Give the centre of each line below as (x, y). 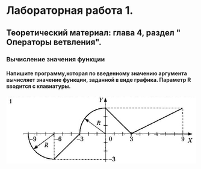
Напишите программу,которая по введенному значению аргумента (97, 73)
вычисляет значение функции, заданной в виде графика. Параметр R (99, 80)
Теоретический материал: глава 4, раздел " (94, 33)
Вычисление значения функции (56, 59)
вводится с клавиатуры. (39, 86)
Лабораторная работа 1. (70, 11)
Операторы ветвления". (54, 42)
